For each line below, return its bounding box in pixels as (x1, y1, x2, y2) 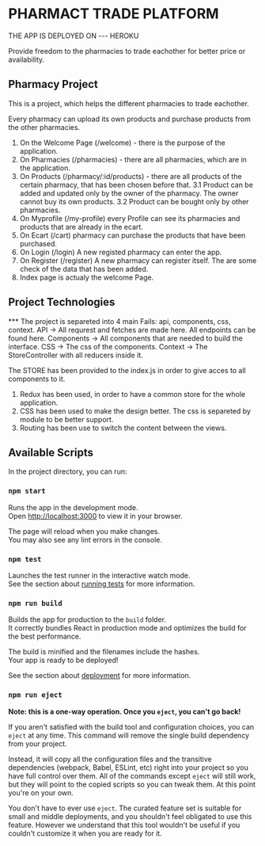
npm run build (8, 599, 62, 608)
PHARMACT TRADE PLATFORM (8, 5, 219, 23)
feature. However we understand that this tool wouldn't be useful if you (8, 820, 240, 829)
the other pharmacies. (8, 122, 81, 131)
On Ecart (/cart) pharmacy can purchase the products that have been (19, 231, 246, 240)
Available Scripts (8, 445, 93, 459)
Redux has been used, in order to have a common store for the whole (19, 389, 246, 398)
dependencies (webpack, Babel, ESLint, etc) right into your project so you (8, 762, 249, 772)
